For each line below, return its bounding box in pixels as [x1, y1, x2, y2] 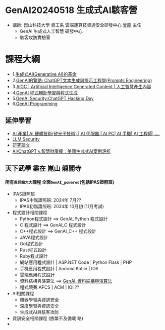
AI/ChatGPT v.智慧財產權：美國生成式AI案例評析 [12, 148, 111, 154]
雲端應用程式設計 [19, 272, 55, 278]
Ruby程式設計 [19, 253, 48, 259]
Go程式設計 [19, 241, 44, 247]
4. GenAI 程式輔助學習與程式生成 [12, 90, 78, 96]
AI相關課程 [12, 291, 35, 297]
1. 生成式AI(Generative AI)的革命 [12, 71, 77, 77]
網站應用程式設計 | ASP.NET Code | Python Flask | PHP [19, 259, 132, 265]
